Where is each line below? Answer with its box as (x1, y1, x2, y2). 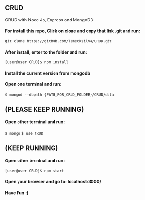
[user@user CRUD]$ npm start (5, 168, 64, 174)
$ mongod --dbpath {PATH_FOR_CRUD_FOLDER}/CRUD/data (5, 92, 114, 97)
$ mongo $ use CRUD (5, 131, 44, 136)
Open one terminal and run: (5, 81, 62, 87)
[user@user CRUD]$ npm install (5, 60, 69, 65)
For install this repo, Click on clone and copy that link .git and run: (5, 28, 140, 34)
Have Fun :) (5, 190, 29, 196)
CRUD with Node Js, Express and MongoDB (5, 17, 93, 22)
